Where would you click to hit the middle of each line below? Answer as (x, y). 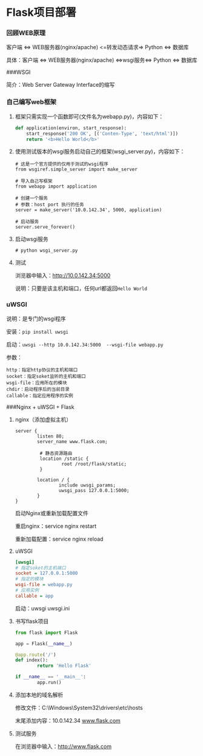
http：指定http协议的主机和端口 (42, 370)
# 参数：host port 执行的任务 (49, 205)
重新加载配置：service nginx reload (59, 539)
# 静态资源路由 (56, 453)
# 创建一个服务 (32, 198)
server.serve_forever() (45, 227)
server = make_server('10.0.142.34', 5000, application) (88, 210)
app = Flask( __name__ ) (44, 644)
